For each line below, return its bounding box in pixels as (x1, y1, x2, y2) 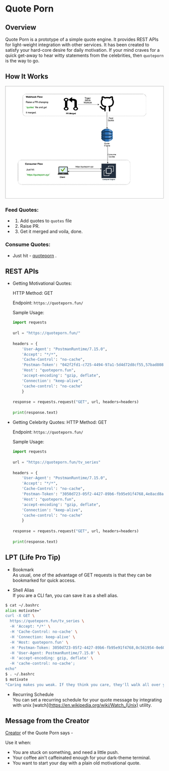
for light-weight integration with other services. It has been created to (5, 42, 149, 48)
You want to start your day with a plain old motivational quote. (12, 760, 141, 766)
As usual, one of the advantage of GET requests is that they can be (12, 572, 152, 578)
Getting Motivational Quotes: (12, 280, 72, 287)
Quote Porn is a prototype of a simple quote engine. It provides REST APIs (5, 36, 159, 42)
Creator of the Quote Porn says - (5, 730, 73, 736)
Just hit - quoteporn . (12, 252, 57, 259)
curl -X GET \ (5, 613, 35, 619)
